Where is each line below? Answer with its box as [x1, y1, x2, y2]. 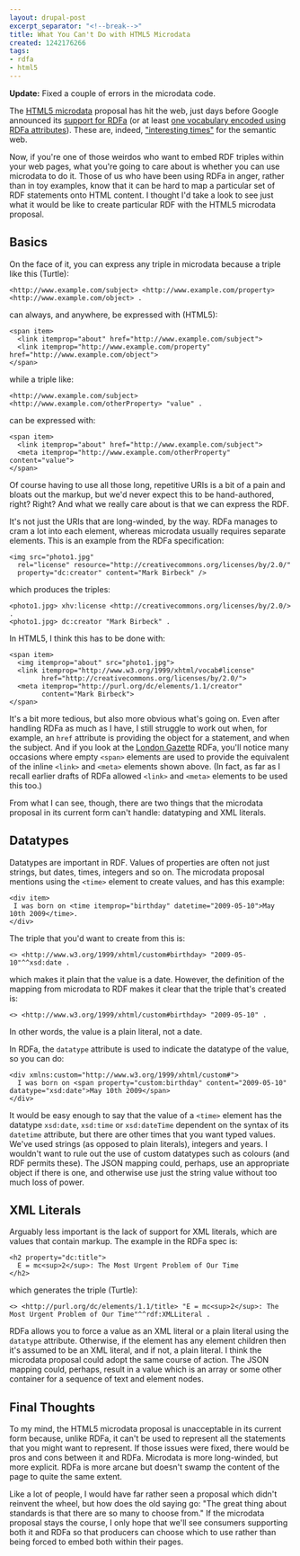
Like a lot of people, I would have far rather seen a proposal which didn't [9, 1489, 278, 1499]
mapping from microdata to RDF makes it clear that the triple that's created [9, 983, 287, 994]
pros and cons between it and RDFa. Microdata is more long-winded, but [9, 1453, 278, 1463]
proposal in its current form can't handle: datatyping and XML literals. [9, 806, 267, 818]
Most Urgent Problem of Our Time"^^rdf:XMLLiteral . [9, 1310, 211, 1320]
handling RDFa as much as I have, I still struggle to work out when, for [9, 723, 268, 734]
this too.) [9, 779, 42, 791]
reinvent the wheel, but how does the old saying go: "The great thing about [9, 1498, 287, 1509]
